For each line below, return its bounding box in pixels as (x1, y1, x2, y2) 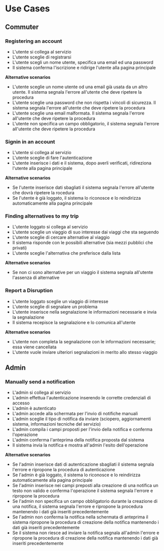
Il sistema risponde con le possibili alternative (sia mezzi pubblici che (12, 240, 153, 246)
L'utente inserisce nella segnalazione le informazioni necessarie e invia (12, 309, 157, 315)
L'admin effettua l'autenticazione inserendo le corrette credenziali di (12, 395, 151, 401)
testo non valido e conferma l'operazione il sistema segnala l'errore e (12, 488, 153, 494)
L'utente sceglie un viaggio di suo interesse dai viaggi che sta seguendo (12, 229, 159, 235)
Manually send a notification (5, 379, 75, 386)
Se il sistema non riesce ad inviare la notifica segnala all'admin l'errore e (12, 530, 160, 536)
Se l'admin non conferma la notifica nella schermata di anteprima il (12, 514, 148, 520)
